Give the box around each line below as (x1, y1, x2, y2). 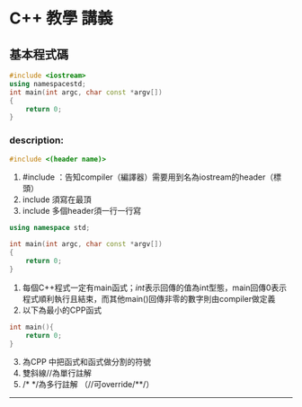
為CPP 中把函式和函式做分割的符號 (22, 357, 151, 367)
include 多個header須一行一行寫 (22, 206, 142, 217)
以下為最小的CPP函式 (22, 305, 102, 315)
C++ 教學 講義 (9, 8, 113, 29)
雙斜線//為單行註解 (22, 367, 92, 378)
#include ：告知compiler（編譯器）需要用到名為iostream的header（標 (22, 172, 281, 182)
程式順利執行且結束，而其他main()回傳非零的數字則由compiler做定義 (22, 293, 276, 304)
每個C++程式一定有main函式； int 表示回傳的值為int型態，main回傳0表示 (22, 282, 288, 293)
